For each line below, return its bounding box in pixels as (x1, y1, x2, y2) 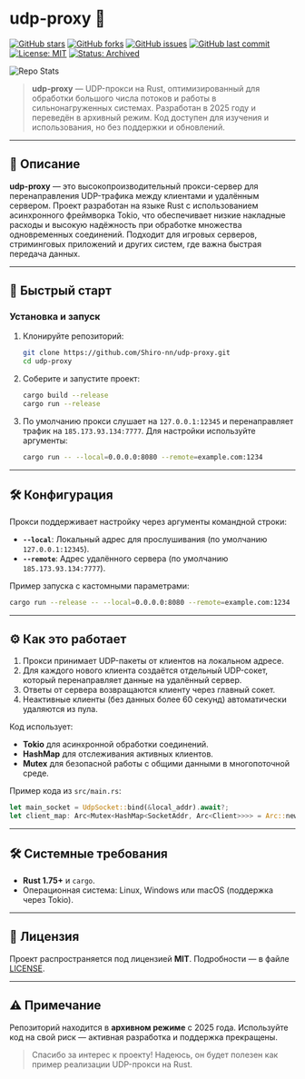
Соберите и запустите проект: (22, 373, 141, 384)
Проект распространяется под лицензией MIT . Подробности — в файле (9, 953, 290, 964)
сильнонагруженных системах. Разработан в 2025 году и (31, 102, 256, 113)
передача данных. (9, 248, 81, 259)
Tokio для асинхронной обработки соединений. (22, 739, 209, 750)
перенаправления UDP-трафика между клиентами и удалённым (9, 190, 260, 201)
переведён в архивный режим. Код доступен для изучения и (31, 112, 270, 123)
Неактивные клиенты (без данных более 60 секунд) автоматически (22, 694, 288, 705)
